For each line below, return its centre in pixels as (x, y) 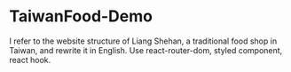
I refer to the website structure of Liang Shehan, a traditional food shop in (143, 41)
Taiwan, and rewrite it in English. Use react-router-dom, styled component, (146, 50)
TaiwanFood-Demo (81, 16)
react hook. (30, 60)
